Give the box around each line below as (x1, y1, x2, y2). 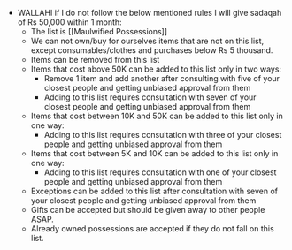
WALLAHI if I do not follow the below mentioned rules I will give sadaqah (17, 8, 282, 18)
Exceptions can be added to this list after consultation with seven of (30, 186, 279, 196)
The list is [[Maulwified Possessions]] (30, 27, 168, 36)
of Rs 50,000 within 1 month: (17, 17, 122, 27)
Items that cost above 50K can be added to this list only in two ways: (30, 64, 281, 74)
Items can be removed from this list (30, 55, 160, 64)
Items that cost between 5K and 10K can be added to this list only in (30, 148, 279, 158)
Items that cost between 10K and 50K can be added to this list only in (30, 110, 283, 121)
